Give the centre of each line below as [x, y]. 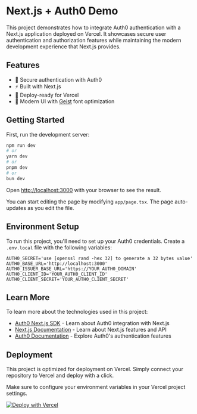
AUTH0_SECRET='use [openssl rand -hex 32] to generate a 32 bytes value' [100, 258]
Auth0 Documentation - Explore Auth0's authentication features [93, 336]
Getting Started [35, 120]
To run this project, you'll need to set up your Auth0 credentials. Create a [96, 241]
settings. [17, 393]
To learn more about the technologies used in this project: [77, 312]
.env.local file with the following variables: [59, 247]
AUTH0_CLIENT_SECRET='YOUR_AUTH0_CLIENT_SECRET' [68, 279]
